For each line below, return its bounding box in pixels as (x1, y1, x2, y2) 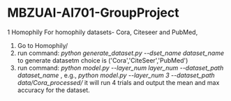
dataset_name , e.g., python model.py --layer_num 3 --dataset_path (17, 71, 215, 79)
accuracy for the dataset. (17, 86, 91, 94)
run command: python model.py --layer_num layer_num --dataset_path (17, 63, 224, 72)
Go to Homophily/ (17, 41, 68, 49)
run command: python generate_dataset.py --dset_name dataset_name (17, 49, 225, 57)
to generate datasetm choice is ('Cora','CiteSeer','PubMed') (17, 56, 188, 64)
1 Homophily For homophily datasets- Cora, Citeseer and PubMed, (7, 28, 198, 36)
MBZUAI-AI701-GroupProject (7, 5, 179, 21)
